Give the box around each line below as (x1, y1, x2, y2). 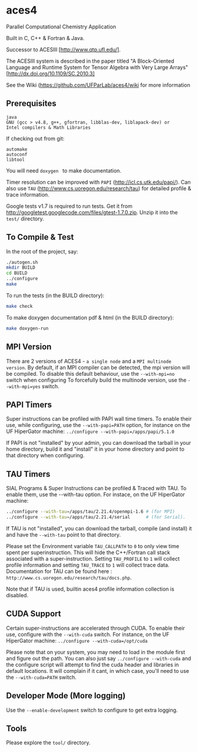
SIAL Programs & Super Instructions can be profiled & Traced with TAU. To (6, 485, 187, 492)
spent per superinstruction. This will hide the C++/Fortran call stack (6, 549, 170, 556)
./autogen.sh (6, 259, 38, 265)
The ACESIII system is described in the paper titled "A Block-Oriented (6, 57, 175, 64)
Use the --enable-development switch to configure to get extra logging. (6, 707, 178, 714)
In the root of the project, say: (6, 248, 78, 255)
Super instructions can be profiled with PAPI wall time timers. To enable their (6, 415, 192, 422)
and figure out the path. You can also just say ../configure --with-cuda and (6, 655, 192, 662)
